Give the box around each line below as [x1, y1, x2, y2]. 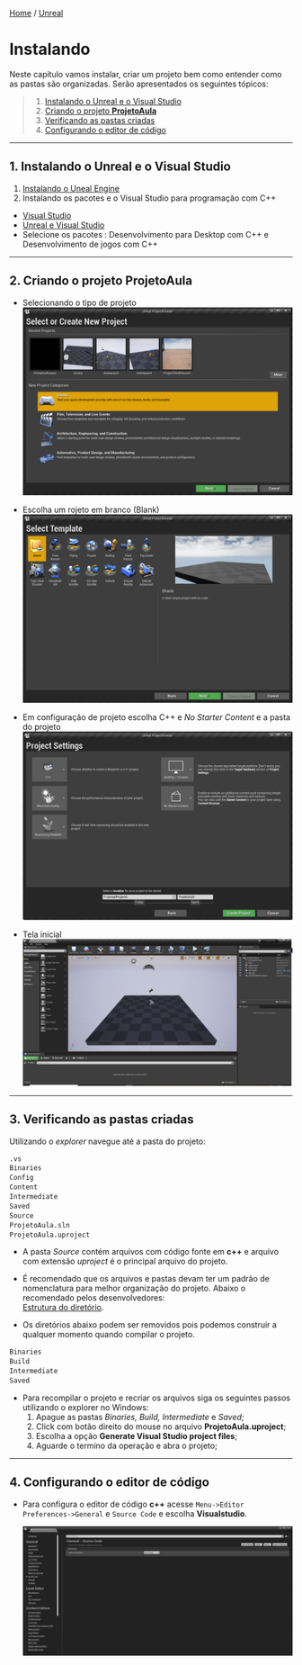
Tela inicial [22, 929, 62, 940]
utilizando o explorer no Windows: [22, 1401, 149, 1412]
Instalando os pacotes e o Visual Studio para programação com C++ [22, 193, 277, 203]
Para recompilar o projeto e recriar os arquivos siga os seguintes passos [22, 1392, 290, 1403]
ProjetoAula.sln [9, 1220, 70, 1229]
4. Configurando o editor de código [9, 1475, 209, 1490]
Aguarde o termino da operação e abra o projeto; [35, 1440, 218, 1451]
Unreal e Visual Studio [22, 220, 105, 230]
